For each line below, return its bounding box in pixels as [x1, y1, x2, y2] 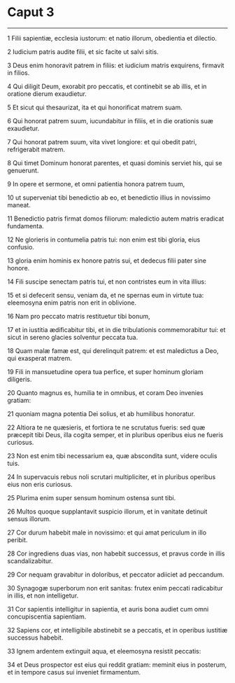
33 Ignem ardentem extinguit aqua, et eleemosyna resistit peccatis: [7, 647, 201, 655]
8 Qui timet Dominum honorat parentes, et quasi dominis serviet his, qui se [7, 158, 222, 167]
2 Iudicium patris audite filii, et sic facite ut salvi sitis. [7, 47, 159, 56]
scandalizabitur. [7, 556, 53, 565]
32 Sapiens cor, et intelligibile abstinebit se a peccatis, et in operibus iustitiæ [7, 626, 228, 634]
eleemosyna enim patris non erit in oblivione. [7, 298, 136, 307]
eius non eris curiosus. [7, 480, 73, 488]
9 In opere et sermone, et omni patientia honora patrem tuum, [7, 179, 185, 188]
